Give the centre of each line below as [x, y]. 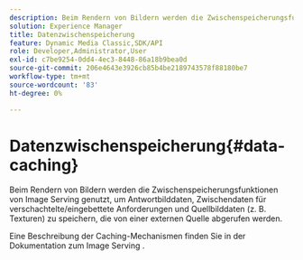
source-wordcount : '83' [54, 85]
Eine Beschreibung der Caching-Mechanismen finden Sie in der [128, 237]
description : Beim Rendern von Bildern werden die [106, 18]
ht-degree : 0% [36, 93]
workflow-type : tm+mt [50, 77]
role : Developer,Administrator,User [78, 51]
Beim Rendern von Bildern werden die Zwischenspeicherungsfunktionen [144, 190]
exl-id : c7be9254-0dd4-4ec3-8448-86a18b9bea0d [98, 60]
